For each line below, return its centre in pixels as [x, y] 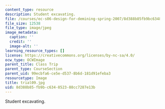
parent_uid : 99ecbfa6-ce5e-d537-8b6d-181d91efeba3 [58, 74]
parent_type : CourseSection [34, 69]
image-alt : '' [24, 46]
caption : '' [22, 37]
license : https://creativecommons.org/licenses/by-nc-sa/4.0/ [70, 55]
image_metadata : [22, 32]
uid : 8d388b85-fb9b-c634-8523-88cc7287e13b [50, 87]
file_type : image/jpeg [28, 28]
